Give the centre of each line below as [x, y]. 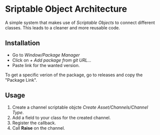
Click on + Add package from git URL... [52, 60]
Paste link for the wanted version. [46, 65]
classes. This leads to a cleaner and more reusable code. [63, 27]
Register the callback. [34, 123]
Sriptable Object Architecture [66, 9]
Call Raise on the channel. [38, 128]
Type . [18, 112]
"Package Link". [21, 80]
